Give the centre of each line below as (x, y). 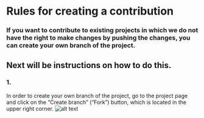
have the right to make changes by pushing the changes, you (98, 38)
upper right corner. (30, 108)
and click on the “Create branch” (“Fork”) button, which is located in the (97, 102)
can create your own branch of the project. (71, 46)
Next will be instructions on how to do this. (89, 65)
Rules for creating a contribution (90, 11)
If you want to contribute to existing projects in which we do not (102, 30)
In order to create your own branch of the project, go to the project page (97, 95)
